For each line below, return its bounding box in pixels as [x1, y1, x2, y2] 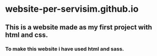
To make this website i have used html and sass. [5, 45, 125, 52]
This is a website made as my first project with [5, 23, 153, 31]
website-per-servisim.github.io [5, 3, 139, 15]
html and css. [5, 30, 48, 39]
